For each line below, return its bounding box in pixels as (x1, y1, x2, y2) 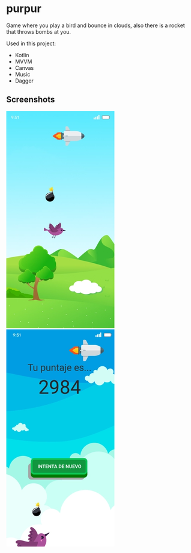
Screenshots (6, 95, 55, 105)
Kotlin (14, 51, 29, 58)
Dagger (14, 77, 34, 84)
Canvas (14, 64, 34, 71)
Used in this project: (6, 40, 56, 47)
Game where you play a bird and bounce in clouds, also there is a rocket (6, 22, 185, 29)
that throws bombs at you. (6, 28, 71, 35)
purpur (6, 2, 42, 16)
